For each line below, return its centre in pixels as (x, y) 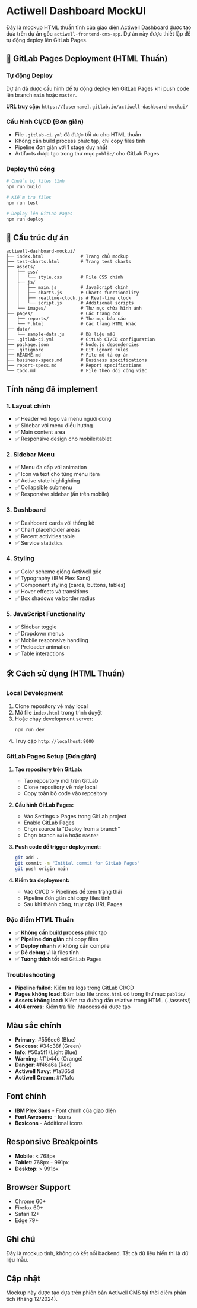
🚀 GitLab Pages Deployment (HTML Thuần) (87, 58)
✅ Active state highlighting (47, 481)
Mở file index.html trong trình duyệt (58, 712)
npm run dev (29, 729)
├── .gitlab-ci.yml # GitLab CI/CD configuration (81, 339)
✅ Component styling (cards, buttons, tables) (70, 585)
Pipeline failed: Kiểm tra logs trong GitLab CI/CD (74, 988)
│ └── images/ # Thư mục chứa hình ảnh (74, 309)
